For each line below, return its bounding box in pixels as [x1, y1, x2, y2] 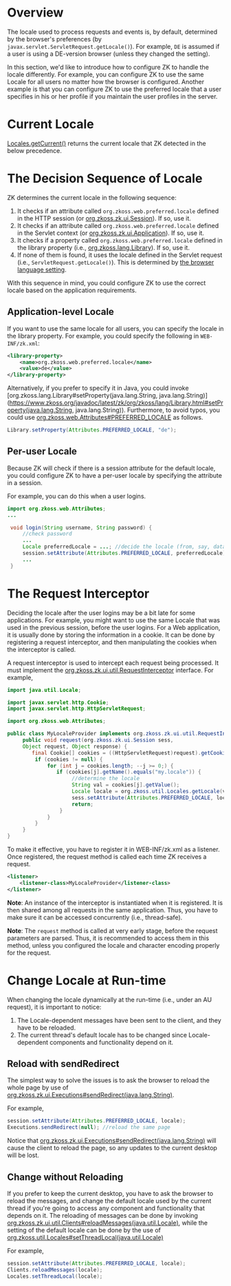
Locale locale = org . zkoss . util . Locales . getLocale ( [71, 788, 223, 795]
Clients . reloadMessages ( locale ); [7, 1266, 103, 1273]
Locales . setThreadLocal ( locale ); [7, 1273, 103, 1280]
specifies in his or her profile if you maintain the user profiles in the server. [7, 92, 218, 101]
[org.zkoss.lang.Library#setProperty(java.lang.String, [7, 391, 158, 400]
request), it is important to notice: [7, 1003, 102, 1011]
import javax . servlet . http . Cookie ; [7, 699, 109, 706]
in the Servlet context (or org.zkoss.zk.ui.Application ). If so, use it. [16, 229, 205, 237]
